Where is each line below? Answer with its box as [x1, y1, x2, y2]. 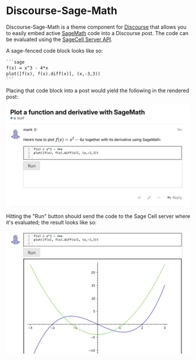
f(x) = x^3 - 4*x [6, 65, 49, 71]
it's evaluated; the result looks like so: [6, 219, 97, 226]
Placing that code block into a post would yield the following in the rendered [6, 86, 190, 94]
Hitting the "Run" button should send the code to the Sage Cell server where [6, 212, 191, 220]
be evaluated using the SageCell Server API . [6, 36, 113, 43]
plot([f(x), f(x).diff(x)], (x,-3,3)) [6, 71, 101, 77]
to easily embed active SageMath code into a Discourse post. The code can [6, 29, 189, 36]
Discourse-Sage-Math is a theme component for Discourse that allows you [6, 23, 187, 30]
